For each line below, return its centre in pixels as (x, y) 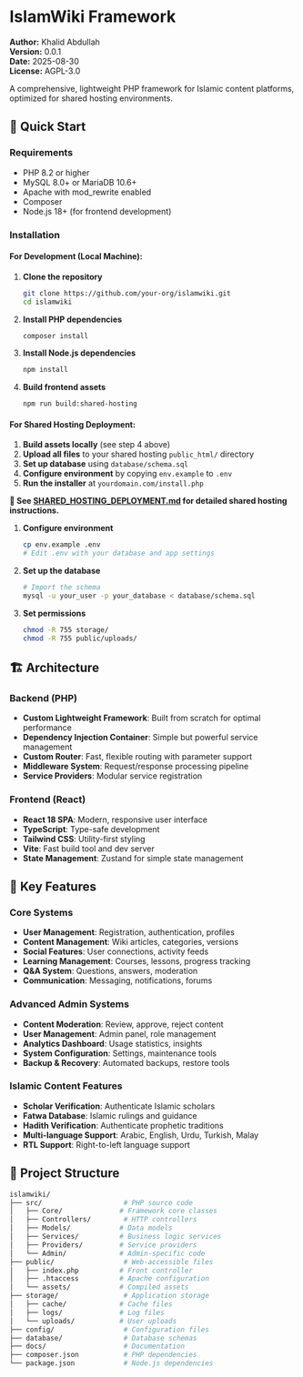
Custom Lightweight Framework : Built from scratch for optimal (141, 718)
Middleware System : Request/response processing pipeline (136, 767)
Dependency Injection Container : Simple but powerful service (140, 738)
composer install (56, 336)
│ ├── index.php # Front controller (101, 1271)
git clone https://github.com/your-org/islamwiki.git (126, 293)
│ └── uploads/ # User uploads (93, 1321)
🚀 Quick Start (48, 127)
